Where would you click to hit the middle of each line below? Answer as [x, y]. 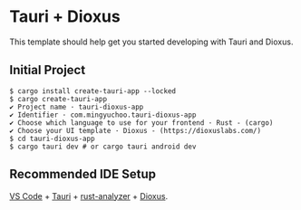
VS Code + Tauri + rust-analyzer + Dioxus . [89, 196]
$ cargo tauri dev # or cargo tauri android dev [103, 147]
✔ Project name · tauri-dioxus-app [77, 107]
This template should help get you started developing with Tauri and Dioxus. [151, 42]
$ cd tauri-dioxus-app [52, 138]
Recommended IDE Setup [83, 174]
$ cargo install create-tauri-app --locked [93, 91]
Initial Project [48, 70]
